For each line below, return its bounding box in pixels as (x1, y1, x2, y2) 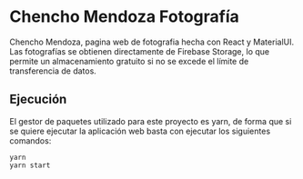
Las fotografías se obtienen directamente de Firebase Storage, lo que (9, 45, 270, 56)
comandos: (9, 134, 52, 146)
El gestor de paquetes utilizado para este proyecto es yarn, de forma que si (9, 115, 292, 126)
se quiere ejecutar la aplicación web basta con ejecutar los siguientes (9, 125, 271, 136)
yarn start (9, 161, 51, 170)
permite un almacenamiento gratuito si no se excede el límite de (9, 55, 249, 66)
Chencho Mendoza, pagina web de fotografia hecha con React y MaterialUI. (9, 36, 294, 47)
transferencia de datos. (9, 65, 97, 76)
